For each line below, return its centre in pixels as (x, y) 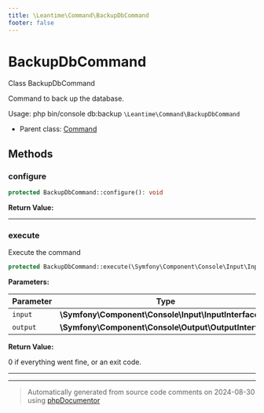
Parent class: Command (58, 129)
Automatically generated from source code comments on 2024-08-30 (141, 392)
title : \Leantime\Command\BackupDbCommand (79, 15)
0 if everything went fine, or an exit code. (75, 362)
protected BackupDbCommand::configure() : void (86, 193)
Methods (31, 154)
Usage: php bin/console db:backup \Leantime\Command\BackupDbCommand (124, 114)
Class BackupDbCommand (52, 83)
